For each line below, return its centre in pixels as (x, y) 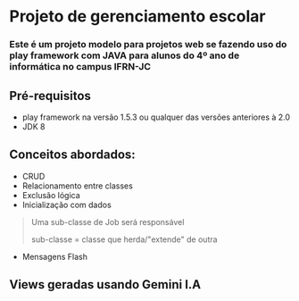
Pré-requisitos (50, 96)
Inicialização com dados (66, 205)
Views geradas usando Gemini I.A (105, 284)
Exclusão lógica (51, 195)
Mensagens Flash (54, 256)
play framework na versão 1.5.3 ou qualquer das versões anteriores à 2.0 (156, 117)
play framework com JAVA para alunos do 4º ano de (125, 55)
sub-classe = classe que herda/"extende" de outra (124, 239)
